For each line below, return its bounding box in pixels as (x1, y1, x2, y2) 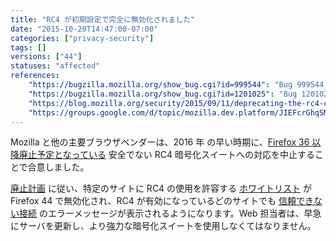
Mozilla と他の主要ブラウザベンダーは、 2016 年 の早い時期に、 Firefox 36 (10, 136, 310, 148)
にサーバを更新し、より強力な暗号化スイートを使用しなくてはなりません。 (10, 220, 317, 232)
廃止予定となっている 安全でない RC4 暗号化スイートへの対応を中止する (18, 149, 315, 161)
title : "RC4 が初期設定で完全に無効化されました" (10, 14, 196, 25)
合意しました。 (27, 161, 90, 173)
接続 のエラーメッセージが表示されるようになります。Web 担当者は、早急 (18, 207, 322, 220)
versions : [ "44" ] (10, 52, 83, 62)
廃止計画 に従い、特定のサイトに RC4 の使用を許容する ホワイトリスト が (10, 182, 312, 195)
